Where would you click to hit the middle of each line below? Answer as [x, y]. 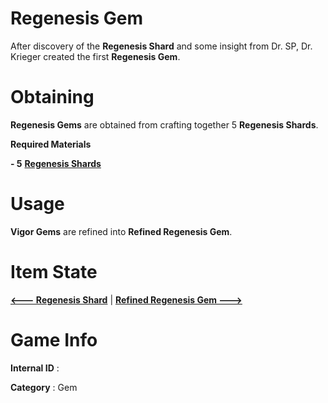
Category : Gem [44, 387]
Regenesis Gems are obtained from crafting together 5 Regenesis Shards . [164, 124]
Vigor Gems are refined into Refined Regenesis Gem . [121, 231]
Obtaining [52, 97]
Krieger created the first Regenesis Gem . [95, 56]
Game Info [54, 339]
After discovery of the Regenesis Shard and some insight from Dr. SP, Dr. [161, 46]
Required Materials [51, 144]
